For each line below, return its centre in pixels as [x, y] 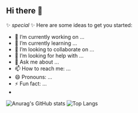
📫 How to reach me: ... [43, 68]
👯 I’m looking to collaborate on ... [54, 49]
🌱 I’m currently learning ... [46, 43]
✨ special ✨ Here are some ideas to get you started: [69, 25]
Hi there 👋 [24, 11]
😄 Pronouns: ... [33, 77]
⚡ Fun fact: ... [31, 84]
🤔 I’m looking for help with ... [49, 55]
